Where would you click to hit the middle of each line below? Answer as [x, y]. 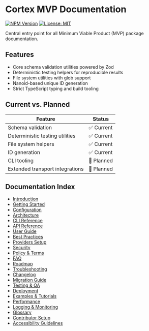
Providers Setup [29, 242]
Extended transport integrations [46, 169]
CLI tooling [21, 160]
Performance [26, 302]
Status [101, 119]
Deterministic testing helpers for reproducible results [68, 72]
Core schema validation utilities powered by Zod [63, 67]
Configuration [27, 210]
